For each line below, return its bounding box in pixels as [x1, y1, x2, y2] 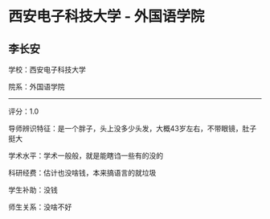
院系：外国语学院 [8, 82, 65, 91]
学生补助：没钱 [8, 185, 58, 194]
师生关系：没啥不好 [8, 202, 72, 212]
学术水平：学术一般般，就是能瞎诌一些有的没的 [8, 151, 163, 160]
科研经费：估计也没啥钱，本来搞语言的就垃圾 [8, 168, 157, 177]
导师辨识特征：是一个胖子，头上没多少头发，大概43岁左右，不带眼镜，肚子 [8, 124, 257, 133]
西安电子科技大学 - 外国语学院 [8, 7, 205, 26]
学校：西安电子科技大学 [8, 65, 86, 74]
